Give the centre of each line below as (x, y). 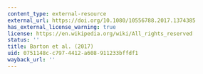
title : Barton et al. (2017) (51, 47)
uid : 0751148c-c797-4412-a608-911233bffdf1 (73, 54)
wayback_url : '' (31, 60)
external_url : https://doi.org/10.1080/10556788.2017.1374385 (101, 20)
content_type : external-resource (57, 14)
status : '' (24, 40)
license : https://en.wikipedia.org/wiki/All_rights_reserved (100, 33)
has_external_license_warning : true (62, 27)
